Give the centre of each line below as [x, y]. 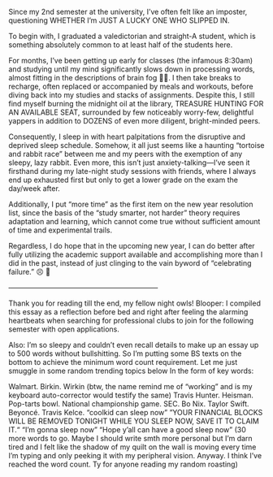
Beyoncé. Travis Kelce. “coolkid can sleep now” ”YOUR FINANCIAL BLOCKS [136, 412]
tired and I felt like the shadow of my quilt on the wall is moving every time [132, 447]
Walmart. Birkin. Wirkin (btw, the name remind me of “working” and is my [131, 386]
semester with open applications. [64, 329]
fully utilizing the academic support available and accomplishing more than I [136, 254]
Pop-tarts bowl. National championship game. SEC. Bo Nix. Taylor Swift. [129, 404]
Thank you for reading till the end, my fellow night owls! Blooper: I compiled [135, 303]
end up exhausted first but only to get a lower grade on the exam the [123, 180]
